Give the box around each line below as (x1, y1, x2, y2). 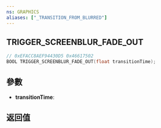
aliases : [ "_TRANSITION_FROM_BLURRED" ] (6, 15, 108, 21)
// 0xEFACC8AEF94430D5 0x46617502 (6, 53, 94, 59)
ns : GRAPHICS (6, 8, 39, 15)
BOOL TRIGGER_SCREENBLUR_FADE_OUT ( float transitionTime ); (6, 59, 156, 65)
